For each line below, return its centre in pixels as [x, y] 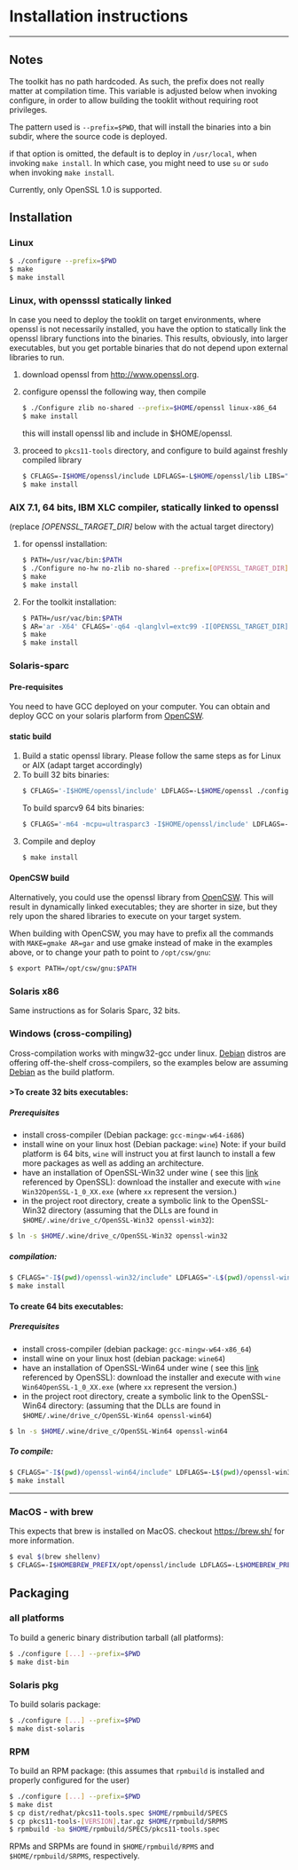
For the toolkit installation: [69, 602]
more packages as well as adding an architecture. [113, 1163]
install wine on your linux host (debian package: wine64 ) [124, 1358]
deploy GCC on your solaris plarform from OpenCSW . [107, 716]
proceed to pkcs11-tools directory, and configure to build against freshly [155, 451]
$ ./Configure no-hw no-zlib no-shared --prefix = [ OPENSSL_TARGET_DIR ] [155, 569]
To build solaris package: [55, 1704]
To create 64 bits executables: [67, 1306]
